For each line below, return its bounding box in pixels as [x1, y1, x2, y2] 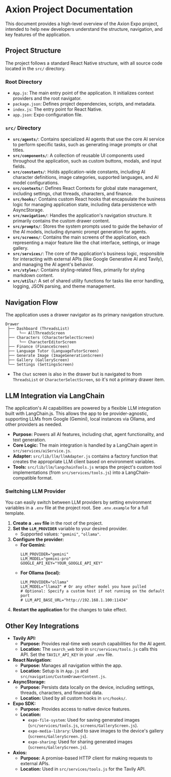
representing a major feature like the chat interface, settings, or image [12, 240, 160, 246]
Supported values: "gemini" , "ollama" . [20, 531, 101, 537]
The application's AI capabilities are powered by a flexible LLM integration [5, 405, 161, 411]
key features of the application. [5, 31, 71, 37]
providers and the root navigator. [12, 95, 82, 102]
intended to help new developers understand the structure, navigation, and [5, 26, 163, 32]
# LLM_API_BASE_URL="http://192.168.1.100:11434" [20, 597, 129, 603]
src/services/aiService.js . [12, 447, 71, 453]
